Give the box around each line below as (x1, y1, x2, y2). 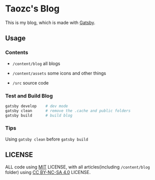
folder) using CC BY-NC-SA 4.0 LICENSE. (5, 169, 91, 175)
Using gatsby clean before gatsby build (5, 136, 88, 142)
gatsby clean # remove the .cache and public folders (5, 108, 131, 113)
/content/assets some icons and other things (12, 70, 106, 76)
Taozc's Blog (5, 3, 60, 14)
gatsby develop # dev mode (5, 103, 68, 108)
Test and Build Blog (5, 92, 53, 99)
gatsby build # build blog (5, 113, 72, 118)
